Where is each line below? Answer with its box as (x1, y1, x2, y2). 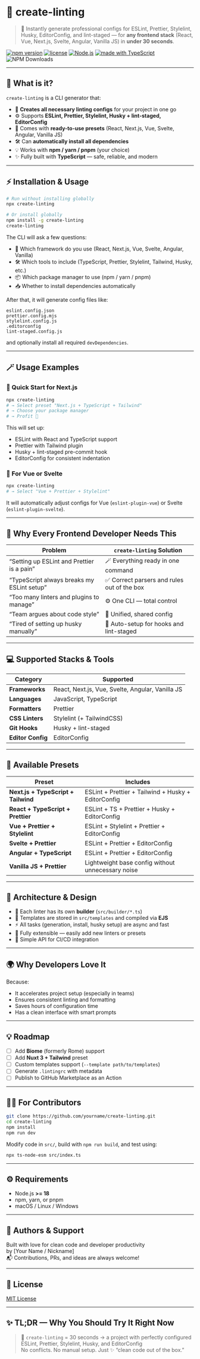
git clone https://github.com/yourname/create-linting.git (6, 1113, 156, 1119)
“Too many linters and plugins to (9, 593, 99, 601)
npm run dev (6, 1130, 36, 1136)
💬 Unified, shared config (105, 610, 173, 618)
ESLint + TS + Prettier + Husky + (85, 804, 176, 813)
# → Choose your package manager (6, 408, 89, 414)
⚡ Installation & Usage (6, 177, 89, 187)
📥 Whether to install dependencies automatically (14, 282, 136, 289)
